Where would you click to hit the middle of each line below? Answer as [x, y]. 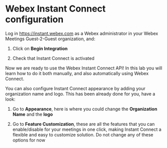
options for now [29, 140]
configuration [34, 19]
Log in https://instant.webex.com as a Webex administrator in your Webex [82, 33]
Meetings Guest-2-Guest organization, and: [50, 39]
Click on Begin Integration [40, 48]
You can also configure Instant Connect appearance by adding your [75, 88]
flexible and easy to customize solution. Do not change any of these [83, 134]
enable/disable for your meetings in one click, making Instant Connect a [87, 129]
